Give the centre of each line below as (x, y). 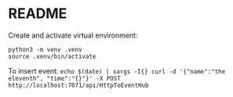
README (38, 14)
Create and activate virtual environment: (73, 35)
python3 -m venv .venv (45, 49)
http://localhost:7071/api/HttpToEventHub (78, 85)
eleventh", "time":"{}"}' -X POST (65, 78)
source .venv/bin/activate (52, 56)
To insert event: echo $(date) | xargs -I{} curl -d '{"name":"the (117, 70)
